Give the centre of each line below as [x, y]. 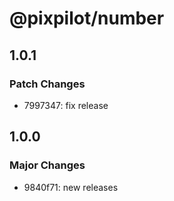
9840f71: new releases [71, 187]
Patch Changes [47, 84]
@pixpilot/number [87, 18]
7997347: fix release [66, 105]
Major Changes [47, 165]
